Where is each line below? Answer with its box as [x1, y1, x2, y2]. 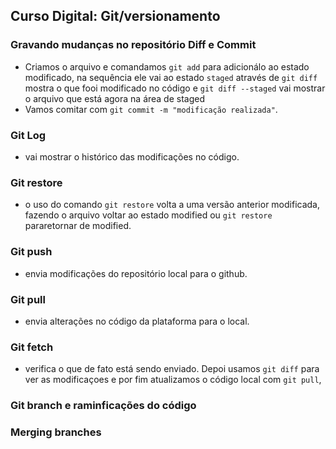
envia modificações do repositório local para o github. [24, 267, 248, 279]
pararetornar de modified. [24, 220, 132, 232]
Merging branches [10, 425, 102, 439]
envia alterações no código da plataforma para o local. [24, 315, 250, 327]
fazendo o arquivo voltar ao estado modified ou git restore [24, 209, 273, 221]
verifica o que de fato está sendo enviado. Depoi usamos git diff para [24, 363, 320, 375]
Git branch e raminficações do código [10, 399, 197, 413]
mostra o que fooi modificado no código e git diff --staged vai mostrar [24, 82, 326, 94]
